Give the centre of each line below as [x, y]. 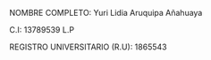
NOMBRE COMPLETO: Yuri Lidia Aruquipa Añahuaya [106, 13]
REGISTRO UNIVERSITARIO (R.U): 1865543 [88, 47]
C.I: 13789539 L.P [42, 30]
